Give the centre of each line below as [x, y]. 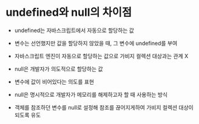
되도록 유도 [28, 115]
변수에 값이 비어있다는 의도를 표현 [54, 82]
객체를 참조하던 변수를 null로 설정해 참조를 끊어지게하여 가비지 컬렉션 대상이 [104, 107]
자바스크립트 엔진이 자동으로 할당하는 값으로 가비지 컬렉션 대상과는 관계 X [101, 56]
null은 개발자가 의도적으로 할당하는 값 [59, 69]
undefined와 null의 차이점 [69, 12]
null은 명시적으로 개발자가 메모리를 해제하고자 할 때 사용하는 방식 [91, 94]
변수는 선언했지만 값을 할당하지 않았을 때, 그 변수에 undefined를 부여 [96, 43]
